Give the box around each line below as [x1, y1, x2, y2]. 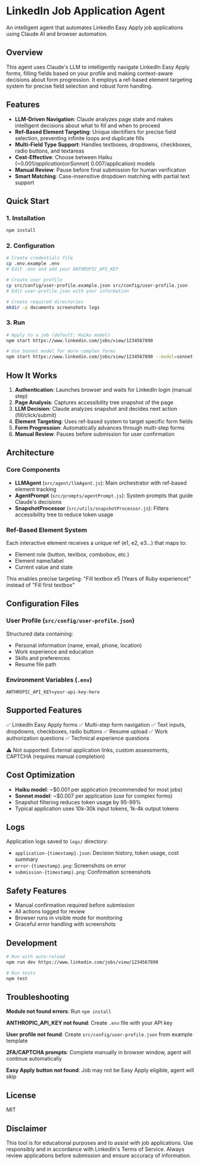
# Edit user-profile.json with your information [6, 288, 129, 294]
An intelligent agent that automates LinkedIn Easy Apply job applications [6, 24, 184, 31]
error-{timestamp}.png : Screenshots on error [14, 862, 126, 869]
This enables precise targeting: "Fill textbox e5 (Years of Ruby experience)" [6, 575, 192, 582]
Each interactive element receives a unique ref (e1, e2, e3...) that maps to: [6, 540, 187, 547]
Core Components [6, 466, 61, 474]
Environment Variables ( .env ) [6, 676, 92, 684]
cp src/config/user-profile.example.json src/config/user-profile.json [6, 282, 188, 289]
